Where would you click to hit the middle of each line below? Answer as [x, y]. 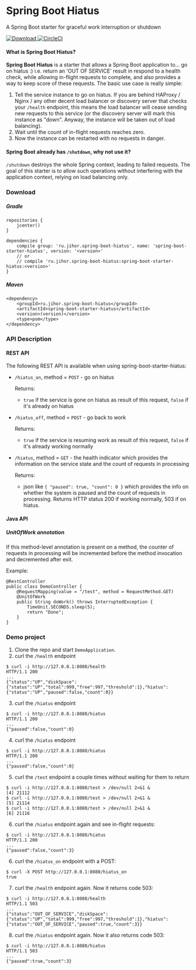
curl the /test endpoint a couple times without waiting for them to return [102, 777]
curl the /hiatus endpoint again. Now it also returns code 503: [90, 935]
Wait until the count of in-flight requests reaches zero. [80, 132]
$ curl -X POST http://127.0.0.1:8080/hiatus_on [66, 872]
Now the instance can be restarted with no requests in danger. [90, 138]
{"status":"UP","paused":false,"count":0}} [60, 693]
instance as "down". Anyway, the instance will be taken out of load [95, 120]
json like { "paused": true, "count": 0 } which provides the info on [106, 486]
